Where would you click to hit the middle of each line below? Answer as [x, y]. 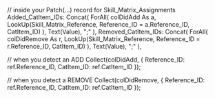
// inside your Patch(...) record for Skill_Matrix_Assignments [91, 10]
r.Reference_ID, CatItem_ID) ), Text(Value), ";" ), [74, 46]
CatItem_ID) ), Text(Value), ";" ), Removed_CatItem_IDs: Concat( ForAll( [107, 32]
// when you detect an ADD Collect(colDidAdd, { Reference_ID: [96, 60]
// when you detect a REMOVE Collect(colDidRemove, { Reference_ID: [106, 80]
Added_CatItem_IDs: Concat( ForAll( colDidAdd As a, [82, 17]
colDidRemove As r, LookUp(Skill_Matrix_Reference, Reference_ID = [104, 39]
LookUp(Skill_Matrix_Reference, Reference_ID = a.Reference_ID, [99, 24]
